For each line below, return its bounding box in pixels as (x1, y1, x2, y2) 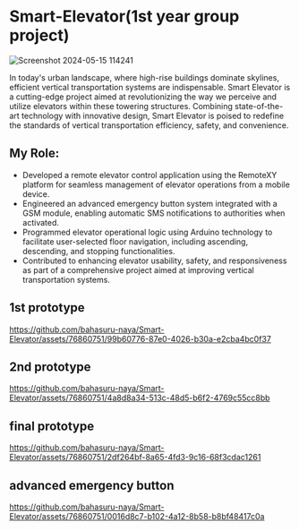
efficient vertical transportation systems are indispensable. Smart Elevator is (9, 81, 291, 92)
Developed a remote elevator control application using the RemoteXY (21, 169, 278, 180)
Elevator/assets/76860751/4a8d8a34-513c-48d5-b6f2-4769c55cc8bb (9, 392, 270, 404)
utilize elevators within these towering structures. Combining (9, 100, 233, 111)
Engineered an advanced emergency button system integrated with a (21, 198, 278, 209)
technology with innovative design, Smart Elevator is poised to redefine (21, 110, 285, 121)
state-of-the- (234, 100, 284, 111)
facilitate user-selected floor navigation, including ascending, (21, 235, 249, 247)
